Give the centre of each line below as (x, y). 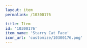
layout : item (19, 10)
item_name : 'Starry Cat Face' (37, 33)
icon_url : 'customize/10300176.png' (44, 38)
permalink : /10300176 (28, 15)
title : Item (18, 24)
